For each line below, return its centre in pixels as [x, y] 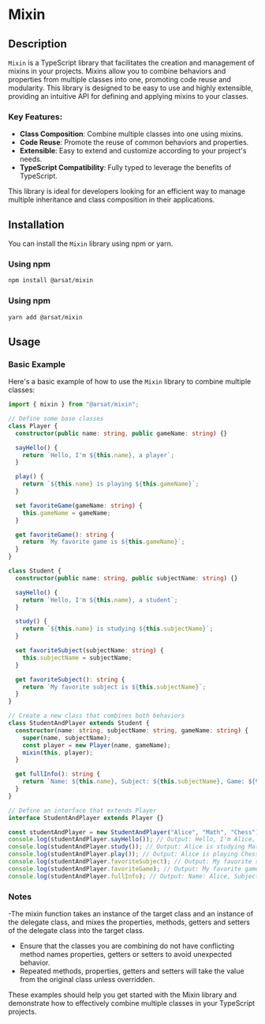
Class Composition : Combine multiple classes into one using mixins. [131, 134]
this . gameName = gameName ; [67, 513]
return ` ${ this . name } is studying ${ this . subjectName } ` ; [118, 629]
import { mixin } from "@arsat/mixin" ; [74, 405]
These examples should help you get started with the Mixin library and [122, 995]
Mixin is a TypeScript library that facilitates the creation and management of [131, 62]
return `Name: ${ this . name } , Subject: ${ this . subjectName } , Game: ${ [139, 782]
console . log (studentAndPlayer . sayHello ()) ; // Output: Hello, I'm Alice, [132, 840]
